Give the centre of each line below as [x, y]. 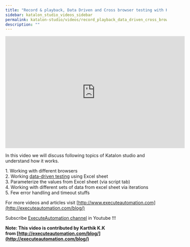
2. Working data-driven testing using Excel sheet [57, 176]
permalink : [17, 20]
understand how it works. [32, 161]
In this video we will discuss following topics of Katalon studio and [75, 156]
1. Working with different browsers [41, 171]
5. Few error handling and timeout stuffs [48, 193]
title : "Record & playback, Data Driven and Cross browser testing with [85, 10]
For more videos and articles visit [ [42, 203]
